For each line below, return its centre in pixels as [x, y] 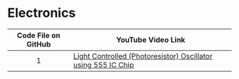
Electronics [42, 13]
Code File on [38, 35]
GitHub [39, 44]
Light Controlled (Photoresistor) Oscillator [143, 56]
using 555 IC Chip [104, 65]
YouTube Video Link [151, 39]
